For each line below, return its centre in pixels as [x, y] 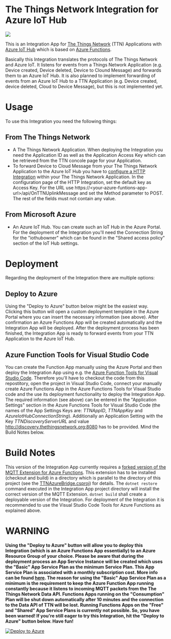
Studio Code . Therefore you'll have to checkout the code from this [75, 378]
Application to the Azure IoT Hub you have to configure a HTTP [79, 171]
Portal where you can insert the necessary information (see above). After [82, 317]
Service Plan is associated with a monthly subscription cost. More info [82, 572]
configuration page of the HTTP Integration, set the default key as [82, 182]
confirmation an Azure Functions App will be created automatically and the [84, 322]
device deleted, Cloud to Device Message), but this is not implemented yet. [84, 86]
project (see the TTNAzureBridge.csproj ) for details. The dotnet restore [81, 483]
